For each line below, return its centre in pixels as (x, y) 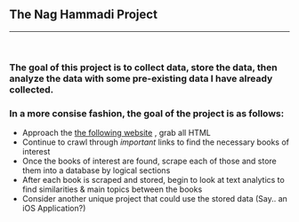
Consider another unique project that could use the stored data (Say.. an (154, 199)
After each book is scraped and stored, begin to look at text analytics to (153, 180)
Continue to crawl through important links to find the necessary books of (156, 142)
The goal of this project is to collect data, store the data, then (143, 67)
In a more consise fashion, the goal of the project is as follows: (147, 113)
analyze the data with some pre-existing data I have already (141, 78)
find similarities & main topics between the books (112, 189)
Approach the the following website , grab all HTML (116, 133)
